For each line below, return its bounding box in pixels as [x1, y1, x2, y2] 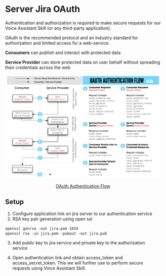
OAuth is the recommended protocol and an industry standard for [5, 35, 138, 41]
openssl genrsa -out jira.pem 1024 [5, 226, 79, 231]
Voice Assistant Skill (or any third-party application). [5, 25, 111, 31]
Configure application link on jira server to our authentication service [12, 211, 152, 217]
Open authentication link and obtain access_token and [12, 254, 123, 261]
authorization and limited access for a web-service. [5, 40, 110, 46]
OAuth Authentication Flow [56, 183, 110, 189]
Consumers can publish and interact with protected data [5, 50, 121, 55]
